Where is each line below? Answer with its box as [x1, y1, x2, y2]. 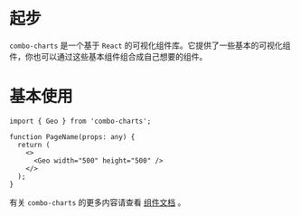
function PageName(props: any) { [9, 132, 136, 141]
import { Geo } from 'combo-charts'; [9, 117, 152, 126]
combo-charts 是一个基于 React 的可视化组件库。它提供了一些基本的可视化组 [9, 40, 291, 51]
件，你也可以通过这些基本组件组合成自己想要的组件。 [9, 51, 208, 61]
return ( [17, 140, 51, 149]
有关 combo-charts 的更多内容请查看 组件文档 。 [9, 196, 186, 208]
